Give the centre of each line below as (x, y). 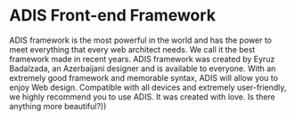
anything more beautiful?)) (58, 106)
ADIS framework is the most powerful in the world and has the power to (140, 40)
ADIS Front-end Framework (113, 16)
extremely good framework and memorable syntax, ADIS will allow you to (144, 77)
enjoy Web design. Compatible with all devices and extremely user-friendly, (148, 87)
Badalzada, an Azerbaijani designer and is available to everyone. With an (143, 68)
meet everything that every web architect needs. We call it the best (132, 49)
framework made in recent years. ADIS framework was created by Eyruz (142, 59)
